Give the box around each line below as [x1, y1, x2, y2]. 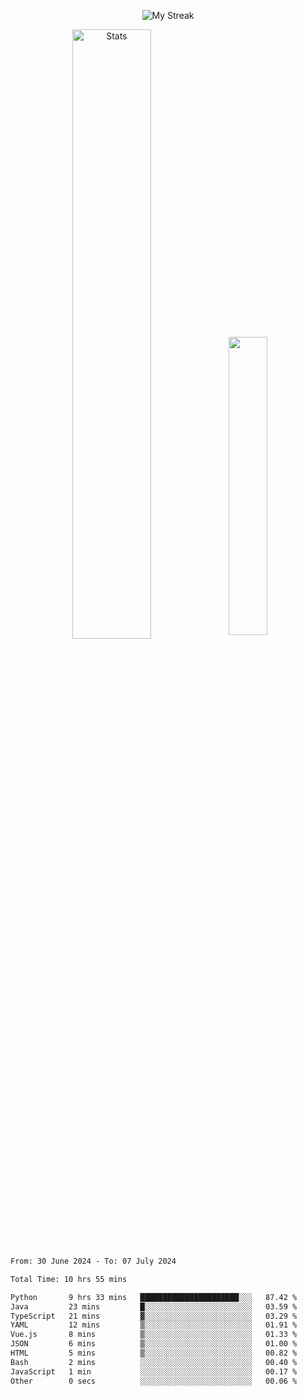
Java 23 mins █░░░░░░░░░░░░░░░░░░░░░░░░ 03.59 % [10, 1301, 298, 1312]
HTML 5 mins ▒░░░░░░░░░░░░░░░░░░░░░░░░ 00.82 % [10, 1348, 298, 1358]
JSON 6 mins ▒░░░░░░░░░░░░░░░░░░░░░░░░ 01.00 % [10, 1339, 298, 1349]
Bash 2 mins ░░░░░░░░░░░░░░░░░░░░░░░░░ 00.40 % [10, 1357, 298, 1367]
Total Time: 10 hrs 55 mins [10, 1274, 128, 1284]
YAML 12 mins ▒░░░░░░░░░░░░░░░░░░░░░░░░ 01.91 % [10, 1320, 298, 1330]
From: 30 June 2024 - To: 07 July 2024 [10, 1256, 177, 1266]
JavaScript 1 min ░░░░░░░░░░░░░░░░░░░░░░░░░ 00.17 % [10, 1366, 298, 1377]
